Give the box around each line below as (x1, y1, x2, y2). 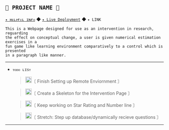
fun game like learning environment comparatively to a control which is (5, 44, 163, 49)
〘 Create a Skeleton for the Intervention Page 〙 (31, 90, 132, 96)
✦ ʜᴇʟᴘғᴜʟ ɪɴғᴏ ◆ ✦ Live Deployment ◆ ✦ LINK (5, 16, 102, 22)
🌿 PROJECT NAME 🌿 (5, 4, 59, 12)
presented (5, 48, 26, 53)
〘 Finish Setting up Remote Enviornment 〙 (31, 78, 122, 84)
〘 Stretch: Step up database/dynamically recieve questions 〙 (31, 114, 161, 120)
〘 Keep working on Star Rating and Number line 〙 (31, 102, 137, 108)
